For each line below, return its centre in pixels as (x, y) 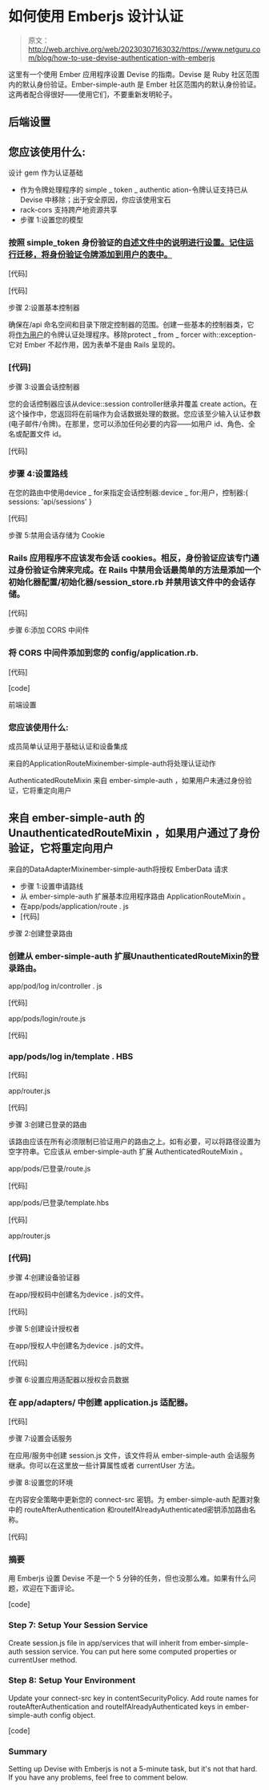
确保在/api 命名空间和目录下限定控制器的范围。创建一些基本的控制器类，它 (131, 325)
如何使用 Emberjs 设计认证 (96, 16)
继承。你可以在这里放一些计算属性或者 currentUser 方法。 (104, 1465)
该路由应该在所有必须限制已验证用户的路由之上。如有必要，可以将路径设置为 (134, 1142)
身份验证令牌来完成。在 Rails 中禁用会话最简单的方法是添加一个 (139, 570)
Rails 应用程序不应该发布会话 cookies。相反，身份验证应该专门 (130, 558)
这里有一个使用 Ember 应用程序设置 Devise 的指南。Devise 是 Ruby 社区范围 (134, 74)
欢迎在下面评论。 (50, 1589)
